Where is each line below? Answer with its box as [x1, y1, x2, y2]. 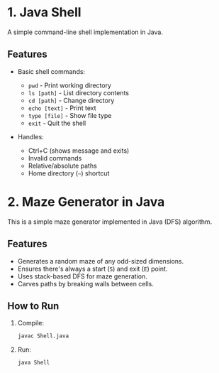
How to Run [7, 300, 60, 312]
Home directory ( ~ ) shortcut [28, 168, 110, 178]
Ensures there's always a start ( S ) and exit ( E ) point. [17, 264, 168, 273]
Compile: [17, 319, 45, 328]
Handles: [17, 132, 44, 141]
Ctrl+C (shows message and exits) [28, 146, 130, 155]
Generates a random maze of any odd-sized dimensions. [17, 256, 184, 265]
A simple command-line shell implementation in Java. [7, 28, 163, 36]
